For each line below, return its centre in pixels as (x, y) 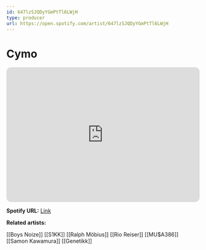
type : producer (26, 18)
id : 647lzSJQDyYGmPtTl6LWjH (42, 12)
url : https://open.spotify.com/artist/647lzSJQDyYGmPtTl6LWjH (87, 23)
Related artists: (26, 223)
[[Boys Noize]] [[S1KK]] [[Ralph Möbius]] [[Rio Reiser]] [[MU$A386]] (93, 235)
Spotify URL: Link (29, 211)
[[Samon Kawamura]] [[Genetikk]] (49, 241)
